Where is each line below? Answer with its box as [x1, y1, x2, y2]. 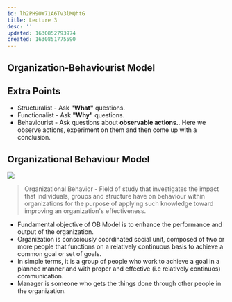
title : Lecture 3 [7, 17, 58, 24]
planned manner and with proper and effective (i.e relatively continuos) [17, 265, 221, 273]
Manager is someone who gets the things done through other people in [17, 279, 222, 288]
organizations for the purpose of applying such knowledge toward [24, 199, 214, 208]
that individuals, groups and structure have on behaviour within [24, 192, 206, 201]
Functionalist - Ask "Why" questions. [17, 111, 125, 119]
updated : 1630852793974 [7, 29, 76, 37]
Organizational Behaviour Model [7, 153, 150, 165]
